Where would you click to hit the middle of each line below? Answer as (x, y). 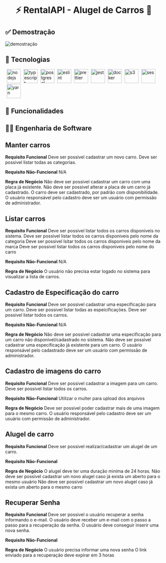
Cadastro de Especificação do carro (62, 292)
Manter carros (28, 145)
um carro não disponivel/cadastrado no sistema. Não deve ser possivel (78, 340)
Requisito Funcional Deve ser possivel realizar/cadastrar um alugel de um (81, 446)
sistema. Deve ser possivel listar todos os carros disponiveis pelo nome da (82, 236)
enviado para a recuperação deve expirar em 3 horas (60, 555)
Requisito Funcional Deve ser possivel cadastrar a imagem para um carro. (82, 383)
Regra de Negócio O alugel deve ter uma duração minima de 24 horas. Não (83, 471)
